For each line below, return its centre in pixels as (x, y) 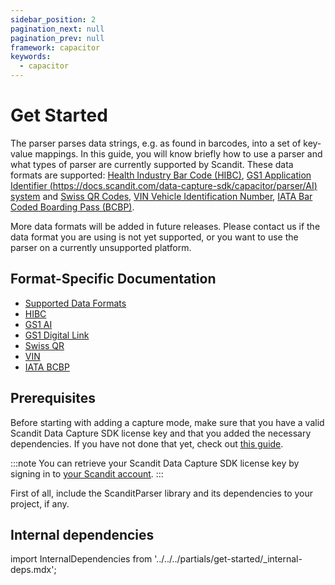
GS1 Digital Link (57, 335)
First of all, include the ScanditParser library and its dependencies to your (162, 493)
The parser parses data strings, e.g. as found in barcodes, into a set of (156, 143)
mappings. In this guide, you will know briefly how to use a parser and (178, 153)
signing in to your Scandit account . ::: (87, 473)
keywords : (31, 57)
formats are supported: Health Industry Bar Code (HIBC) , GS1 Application (161, 175)
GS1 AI (38, 324)
